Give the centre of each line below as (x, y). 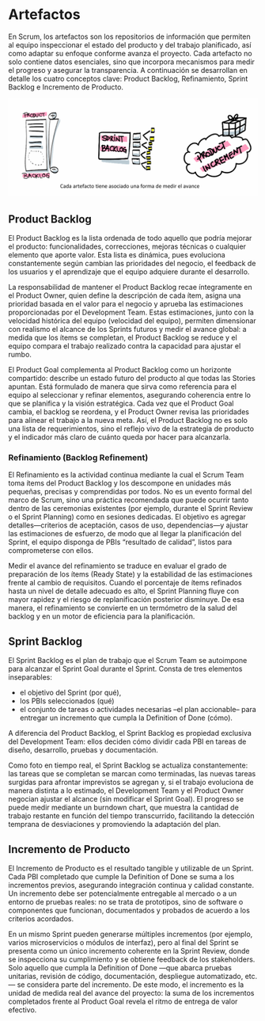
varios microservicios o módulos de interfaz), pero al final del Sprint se (123, 943)
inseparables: (30, 677)
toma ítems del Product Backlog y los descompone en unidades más (120, 483)
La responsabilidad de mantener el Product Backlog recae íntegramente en (130, 288)
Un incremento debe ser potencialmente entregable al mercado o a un (123, 893)
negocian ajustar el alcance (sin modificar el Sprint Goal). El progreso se (126, 799)
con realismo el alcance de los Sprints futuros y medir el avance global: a (127, 330)
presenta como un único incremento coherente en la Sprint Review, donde (129, 951)
